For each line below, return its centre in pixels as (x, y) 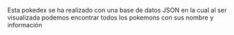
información (25, 25)
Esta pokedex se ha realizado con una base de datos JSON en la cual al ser (117, 10)
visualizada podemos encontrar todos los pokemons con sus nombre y (111, 17)
